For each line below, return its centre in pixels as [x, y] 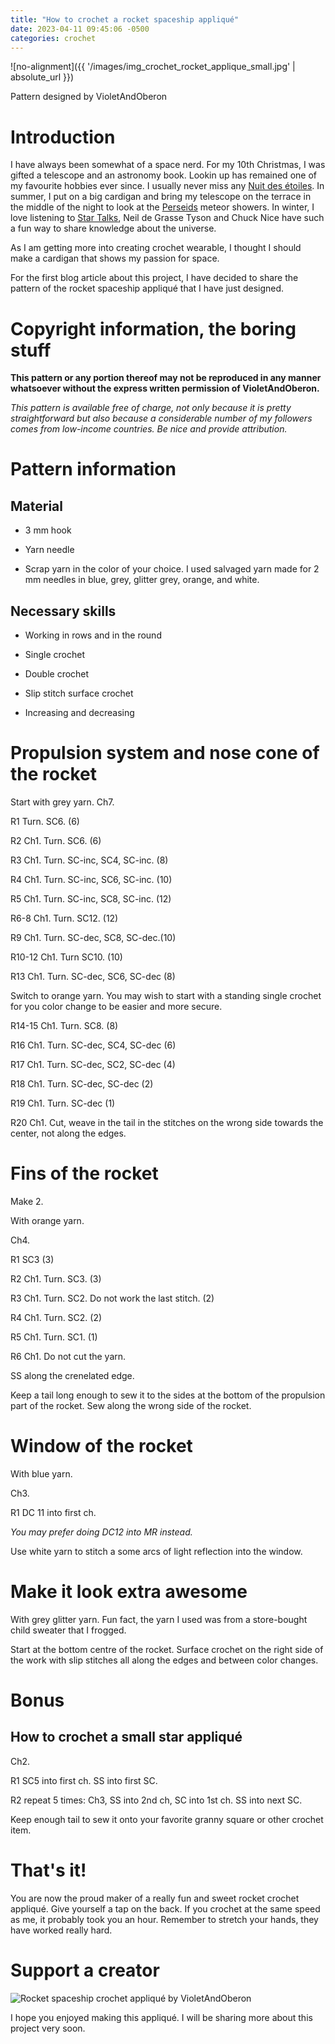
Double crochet [57, 674]
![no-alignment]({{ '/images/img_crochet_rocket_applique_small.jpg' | [153, 67]
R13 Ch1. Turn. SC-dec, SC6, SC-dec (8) [93, 976]
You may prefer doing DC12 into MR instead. [101, 1532]
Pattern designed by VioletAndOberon [89, 97]
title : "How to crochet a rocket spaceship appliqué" [125, 19]
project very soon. [48, 2028]
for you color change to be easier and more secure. [116, 1006]
